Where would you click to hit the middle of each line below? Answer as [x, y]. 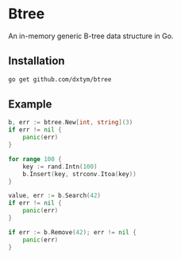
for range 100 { [35, 159]
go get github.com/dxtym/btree [60, 79]
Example [30, 104]
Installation [37, 61]
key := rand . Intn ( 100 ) [60, 167]
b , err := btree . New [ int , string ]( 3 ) [71, 123]
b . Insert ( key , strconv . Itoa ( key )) [79, 174]
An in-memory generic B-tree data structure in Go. [91, 36]
